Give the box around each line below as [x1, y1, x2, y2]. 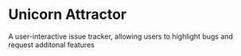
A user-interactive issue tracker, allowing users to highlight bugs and [8, 32, 233, 41]
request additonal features [8, 39, 95, 49]
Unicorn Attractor [8, 6, 127, 24]
